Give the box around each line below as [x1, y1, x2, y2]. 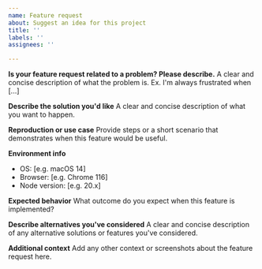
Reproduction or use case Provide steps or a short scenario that [8, 125, 219, 135]
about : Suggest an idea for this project [8, 19, 147, 27]
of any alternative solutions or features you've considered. [8, 228, 199, 237]
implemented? [8, 204, 54, 214]
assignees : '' [8, 41, 55, 49]
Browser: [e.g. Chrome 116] [19, 173, 108, 182]
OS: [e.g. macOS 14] [19, 164, 86, 174]
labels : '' [8, 33, 44, 42]
